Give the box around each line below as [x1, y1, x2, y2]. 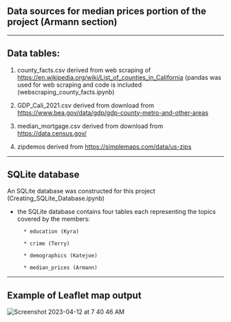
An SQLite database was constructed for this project [7, 187, 156, 195]
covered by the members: [16, 215, 91, 223]
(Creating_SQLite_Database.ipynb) [7, 194, 105, 202]
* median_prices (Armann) [23, 264, 98, 271]
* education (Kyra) [23, 228, 79, 235]
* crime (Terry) [23, 240, 70, 247]
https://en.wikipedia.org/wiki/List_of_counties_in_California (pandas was [16, 73, 221, 81]
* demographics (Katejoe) [23, 253, 98, 259]
